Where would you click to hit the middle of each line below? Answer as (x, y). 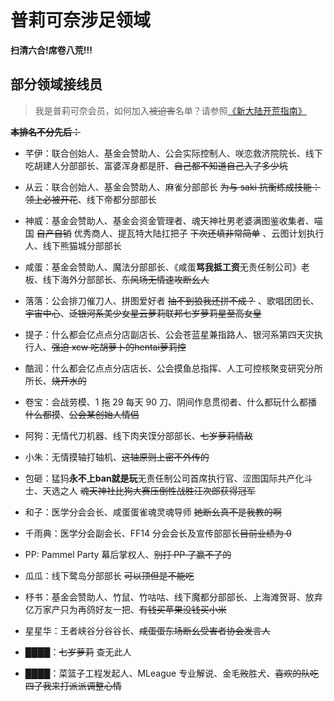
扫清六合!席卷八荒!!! (51, 50)
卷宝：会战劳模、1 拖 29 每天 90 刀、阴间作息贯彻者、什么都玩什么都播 (170, 402)
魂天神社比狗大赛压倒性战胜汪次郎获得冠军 (167, 490)
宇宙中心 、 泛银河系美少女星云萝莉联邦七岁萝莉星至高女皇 (143, 313)
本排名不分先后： (45, 132)
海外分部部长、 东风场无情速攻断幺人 (134, 279)
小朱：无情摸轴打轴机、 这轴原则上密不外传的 (117, 457)
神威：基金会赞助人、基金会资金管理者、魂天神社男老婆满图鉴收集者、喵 (173, 220)
